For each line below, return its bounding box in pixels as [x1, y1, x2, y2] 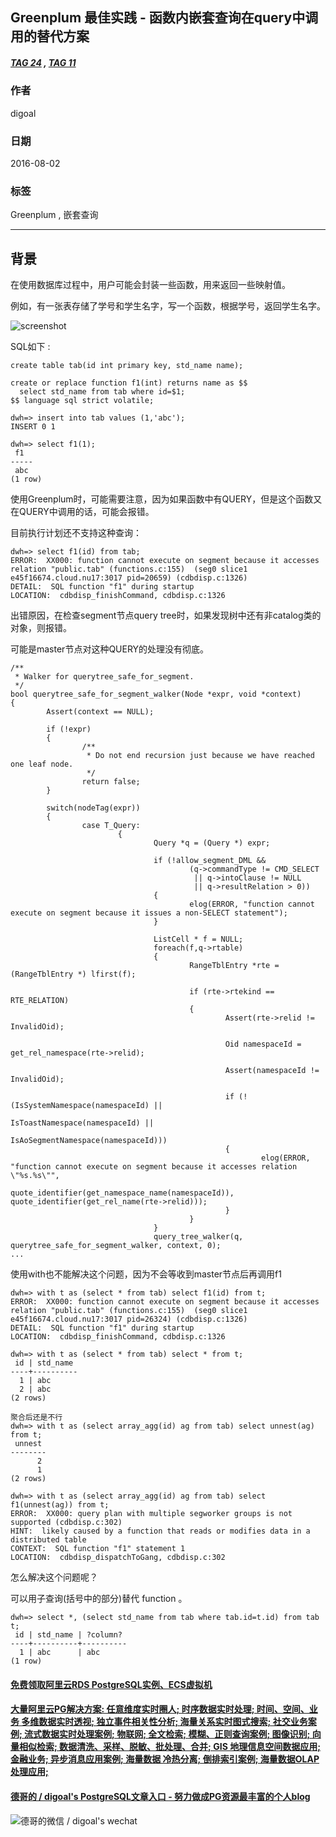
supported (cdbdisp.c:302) [10, 1518, 123, 1528]
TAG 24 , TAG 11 [10, 56, 77, 68]
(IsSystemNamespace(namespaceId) [10, 1101, 150, 1111]
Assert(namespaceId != [224, 1066, 320, 1076]
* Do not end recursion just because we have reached [86, 751, 315, 761]
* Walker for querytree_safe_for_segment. [14, 672, 195, 682]
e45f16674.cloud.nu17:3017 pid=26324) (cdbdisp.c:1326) [10, 1314, 248, 1325]
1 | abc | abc [19, 1648, 101, 1658]
